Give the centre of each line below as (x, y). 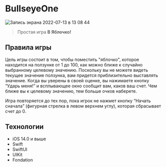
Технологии (24, 127)
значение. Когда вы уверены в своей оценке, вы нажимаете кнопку (77, 80)
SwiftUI (20, 149)
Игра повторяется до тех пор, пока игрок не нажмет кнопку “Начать (78, 101)
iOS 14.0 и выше (29, 139)
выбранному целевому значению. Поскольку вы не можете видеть (77, 70)
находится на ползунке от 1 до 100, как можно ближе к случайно (74, 64)
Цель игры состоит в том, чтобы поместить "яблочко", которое (72, 59)
